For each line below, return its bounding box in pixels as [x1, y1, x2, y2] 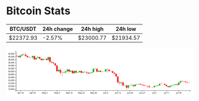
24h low [115, 26, 136, 33]
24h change [42, 26, 73, 33]
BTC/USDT [10, 26, 37, 33]
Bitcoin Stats [6, 4, 71, 18]
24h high [80, 26, 104, 33]
